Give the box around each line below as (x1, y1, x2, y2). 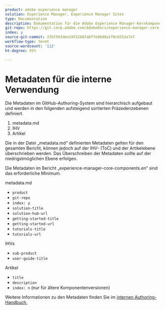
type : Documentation (5, 16, 48, 21)
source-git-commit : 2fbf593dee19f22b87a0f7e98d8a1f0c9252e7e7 (5, 35, 135, 40)
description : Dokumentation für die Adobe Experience (5, 21, 118, 26)
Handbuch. (5, 300, 28, 306)
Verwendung (5, 84, 59, 95)
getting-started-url (12, 222, 55, 227)
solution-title (12, 206, 44, 211)
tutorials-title (12, 227, 46, 232)
